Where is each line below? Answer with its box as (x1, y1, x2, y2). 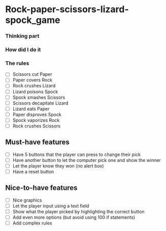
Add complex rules (12, 220, 52, 226)
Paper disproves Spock (12, 111, 62, 117)
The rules (5, 59, 29, 67)
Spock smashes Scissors (12, 94, 65, 100)
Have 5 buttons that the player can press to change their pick (12, 151, 141, 157)
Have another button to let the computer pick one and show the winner (12, 157, 161, 163)
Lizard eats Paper (12, 106, 50, 112)
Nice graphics (12, 197, 42, 203)
